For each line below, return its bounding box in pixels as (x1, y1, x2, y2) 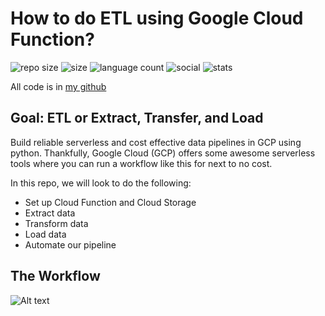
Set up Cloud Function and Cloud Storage (24, 196, 197, 208)
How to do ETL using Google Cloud (10, 7, 304, 30)
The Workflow (10, 268, 101, 285)
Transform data (24, 217, 89, 229)
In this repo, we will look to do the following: (10, 177, 192, 189)
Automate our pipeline (24, 238, 117, 251)
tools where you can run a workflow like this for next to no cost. (10, 157, 273, 169)
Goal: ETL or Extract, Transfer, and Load (10, 110, 264, 127)
